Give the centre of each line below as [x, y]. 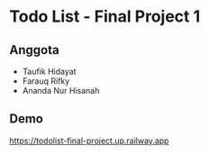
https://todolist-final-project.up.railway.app [89, 141]
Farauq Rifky [46, 81]
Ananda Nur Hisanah [61, 91]
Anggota [35, 50]
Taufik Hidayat [49, 71]
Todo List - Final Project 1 [105, 17]
